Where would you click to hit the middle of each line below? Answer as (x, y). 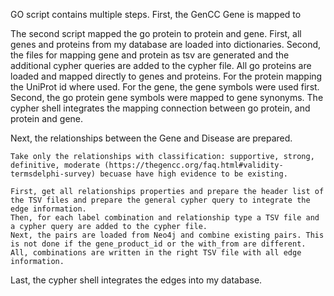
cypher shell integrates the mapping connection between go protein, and (160, 108)
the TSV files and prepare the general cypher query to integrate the (160, 200)
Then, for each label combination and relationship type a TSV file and (165, 218)
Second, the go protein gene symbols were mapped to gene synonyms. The (167, 97)
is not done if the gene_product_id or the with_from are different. (158, 244)
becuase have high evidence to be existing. (193, 174)
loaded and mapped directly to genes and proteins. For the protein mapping (166, 76)
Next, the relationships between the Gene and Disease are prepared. (151, 138)
